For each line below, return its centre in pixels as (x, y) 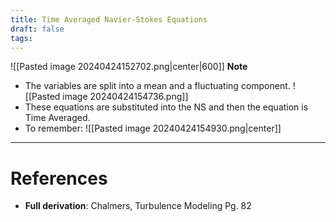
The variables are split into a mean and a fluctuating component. (157, 86)
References (59, 178)
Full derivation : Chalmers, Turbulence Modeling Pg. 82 (138, 206)
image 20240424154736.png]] (125, 97)
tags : (21, 38)
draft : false (37, 29)
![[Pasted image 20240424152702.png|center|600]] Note (129, 67)
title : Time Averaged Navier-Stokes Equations (109, 19)
